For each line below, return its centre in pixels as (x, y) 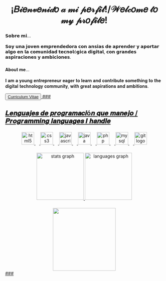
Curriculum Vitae (23, 97)
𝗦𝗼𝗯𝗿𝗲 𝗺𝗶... (18, 36)
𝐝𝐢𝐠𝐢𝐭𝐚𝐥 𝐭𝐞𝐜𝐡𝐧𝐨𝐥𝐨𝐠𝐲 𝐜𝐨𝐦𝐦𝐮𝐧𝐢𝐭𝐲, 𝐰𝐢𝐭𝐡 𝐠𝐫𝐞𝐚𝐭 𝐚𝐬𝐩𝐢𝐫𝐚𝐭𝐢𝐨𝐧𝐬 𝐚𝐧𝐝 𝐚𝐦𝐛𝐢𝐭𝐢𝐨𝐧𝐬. (77, 86)
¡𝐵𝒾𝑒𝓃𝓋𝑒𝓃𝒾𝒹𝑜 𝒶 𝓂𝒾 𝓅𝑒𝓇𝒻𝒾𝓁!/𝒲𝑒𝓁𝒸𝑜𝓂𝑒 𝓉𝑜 (84, 9)
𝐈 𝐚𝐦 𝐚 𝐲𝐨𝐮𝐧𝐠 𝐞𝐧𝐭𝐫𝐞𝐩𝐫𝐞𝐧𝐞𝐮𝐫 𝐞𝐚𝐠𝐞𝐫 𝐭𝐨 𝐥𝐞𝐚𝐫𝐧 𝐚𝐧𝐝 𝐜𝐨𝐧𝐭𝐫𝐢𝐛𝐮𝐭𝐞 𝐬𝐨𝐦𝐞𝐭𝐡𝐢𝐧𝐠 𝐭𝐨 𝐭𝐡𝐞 (83, 81)
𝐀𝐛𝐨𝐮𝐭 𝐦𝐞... (18, 70)
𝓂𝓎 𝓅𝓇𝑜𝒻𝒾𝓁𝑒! (84, 20)
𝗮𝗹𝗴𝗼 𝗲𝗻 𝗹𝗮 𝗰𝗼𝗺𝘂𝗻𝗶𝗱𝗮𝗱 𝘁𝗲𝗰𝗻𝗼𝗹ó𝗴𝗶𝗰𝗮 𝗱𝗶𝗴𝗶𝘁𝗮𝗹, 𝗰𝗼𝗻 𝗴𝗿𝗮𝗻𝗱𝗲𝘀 (71, 52)
